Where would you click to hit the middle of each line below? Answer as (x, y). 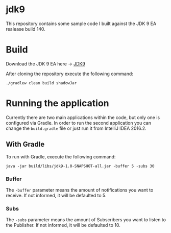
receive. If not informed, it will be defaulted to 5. (56, 195)
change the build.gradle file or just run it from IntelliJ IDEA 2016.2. (76, 128)
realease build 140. (26, 29)
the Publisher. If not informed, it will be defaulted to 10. (63, 225)
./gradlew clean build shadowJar (41, 83)
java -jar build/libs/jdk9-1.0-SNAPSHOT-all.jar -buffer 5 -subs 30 (80, 166)
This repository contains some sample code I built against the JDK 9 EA (81, 24)
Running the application (57, 103)
